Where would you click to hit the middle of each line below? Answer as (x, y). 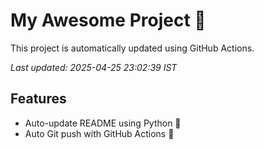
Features (38, 99)
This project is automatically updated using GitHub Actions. (132, 48)
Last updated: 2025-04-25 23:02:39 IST (94, 67)
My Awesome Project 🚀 (108, 20)
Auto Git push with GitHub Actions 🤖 (99, 133)
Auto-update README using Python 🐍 (103, 123)
